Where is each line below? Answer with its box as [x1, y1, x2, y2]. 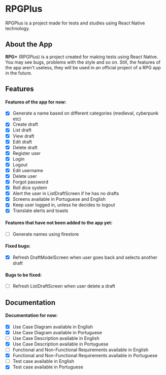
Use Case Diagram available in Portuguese [12, 329, 103, 335]
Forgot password [12, 179, 48, 185]
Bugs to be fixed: [5, 272, 42, 278]
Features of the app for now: [5, 99, 67, 105]
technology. [5, 25, 30, 31]
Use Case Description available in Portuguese [12, 341, 109, 347]
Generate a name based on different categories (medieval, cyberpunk [12, 110, 159, 116]
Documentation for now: [5, 312, 58, 318]
